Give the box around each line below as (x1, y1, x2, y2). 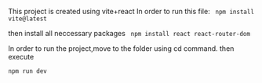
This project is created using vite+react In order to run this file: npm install (8, 7, 255, 16)
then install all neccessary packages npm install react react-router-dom (8, 29, 251, 38)
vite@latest (8, 15, 47, 23)
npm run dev (8, 67, 47, 75)
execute (8, 52, 35, 61)
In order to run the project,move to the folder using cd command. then (8, 44, 235, 53)
